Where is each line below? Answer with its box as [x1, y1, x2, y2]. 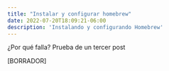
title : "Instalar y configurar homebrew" [7, 10, 132, 18]
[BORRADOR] [7, 57, 47, 65]
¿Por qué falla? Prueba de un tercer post [7, 43, 126, 52]
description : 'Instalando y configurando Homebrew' [7, 23, 163, 31]
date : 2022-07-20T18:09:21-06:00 [7, 17, 107, 24]
